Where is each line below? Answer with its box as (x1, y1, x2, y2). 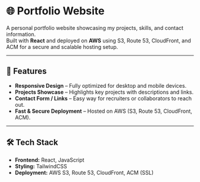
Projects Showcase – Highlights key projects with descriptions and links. (14, 88, 194, 95)
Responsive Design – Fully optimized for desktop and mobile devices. (14, 82, 187, 89)
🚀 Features (6, 66, 47, 76)
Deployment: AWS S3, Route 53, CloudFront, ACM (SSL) (14, 169, 154, 176)
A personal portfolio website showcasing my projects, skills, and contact (6, 24, 183, 31)
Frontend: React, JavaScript (14, 156, 85, 164)
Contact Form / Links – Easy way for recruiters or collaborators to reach (14, 94, 192, 102)
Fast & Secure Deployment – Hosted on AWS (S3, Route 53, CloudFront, (14, 107, 192, 115)
